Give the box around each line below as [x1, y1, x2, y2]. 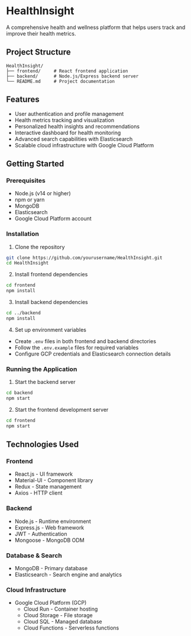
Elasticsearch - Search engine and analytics [14, 571, 122, 578]
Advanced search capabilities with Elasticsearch [14, 135, 133, 143]
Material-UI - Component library [14, 477, 93, 484]
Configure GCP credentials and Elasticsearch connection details [14, 350, 171, 357]
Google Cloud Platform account [14, 215, 92, 222]
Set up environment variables [14, 326, 87, 333]
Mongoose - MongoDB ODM [14, 537, 85, 544]
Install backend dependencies [14, 299, 89, 306]
